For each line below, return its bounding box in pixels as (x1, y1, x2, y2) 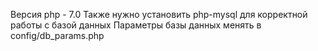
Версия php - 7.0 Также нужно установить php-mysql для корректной (10, 9, 308, 20)
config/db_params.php (10, 30, 105, 41)
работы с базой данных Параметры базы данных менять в (10, 19, 262, 31)
